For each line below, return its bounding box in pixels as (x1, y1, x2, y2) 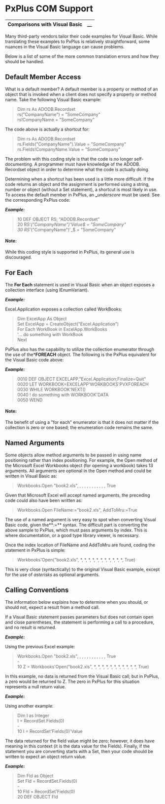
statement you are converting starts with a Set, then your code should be (5, 748, 154, 754)
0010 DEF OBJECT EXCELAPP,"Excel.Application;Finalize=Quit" (17, 376, 146, 382)
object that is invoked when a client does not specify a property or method (5, 91, 157, 97)
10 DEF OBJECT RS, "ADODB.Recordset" (17, 216, 100, 222)
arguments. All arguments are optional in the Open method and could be (5, 468, 152, 474)
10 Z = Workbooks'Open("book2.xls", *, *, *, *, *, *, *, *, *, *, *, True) (17, 664, 149, 670)
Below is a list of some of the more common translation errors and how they (5, 53, 159, 59)
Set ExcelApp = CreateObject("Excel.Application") (17, 321, 119, 327)
